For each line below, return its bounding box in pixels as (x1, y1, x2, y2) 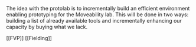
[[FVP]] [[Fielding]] (6, 35, 52, 41)
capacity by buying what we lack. (6, 23, 88, 30)
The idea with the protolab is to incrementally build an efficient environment (6, 5, 190, 12)
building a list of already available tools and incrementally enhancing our (6, 17, 182, 24)
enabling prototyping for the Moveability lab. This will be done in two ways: (6, 11, 189, 18)
